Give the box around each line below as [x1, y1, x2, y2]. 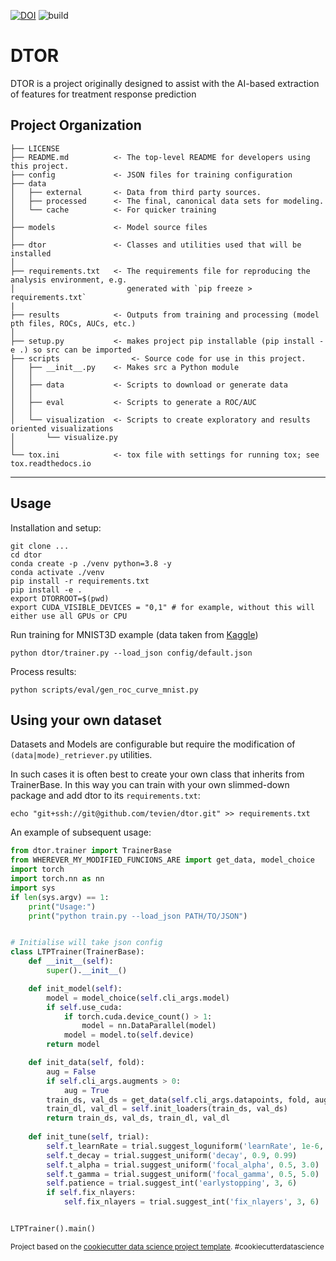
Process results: [10, 665, 77, 677]
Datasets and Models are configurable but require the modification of [10, 738, 296, 750]
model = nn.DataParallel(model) [81, 1021, 217, 1031]
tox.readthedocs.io [10, 458, 92, 469]
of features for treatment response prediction [10, 88, 197, 100]
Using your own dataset [10, 711, 162, 729]
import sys [10, 883, 56, 893]
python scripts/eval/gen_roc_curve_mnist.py [10, 685, 199, 695]
